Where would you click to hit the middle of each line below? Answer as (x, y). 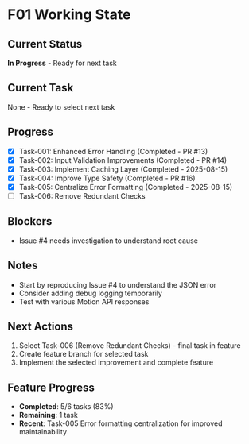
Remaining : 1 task (49, 415)
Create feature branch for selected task (84, 354)
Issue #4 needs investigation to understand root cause (108, 241)
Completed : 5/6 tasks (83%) (66, 407)
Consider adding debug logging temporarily (90, 293)
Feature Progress (51, 387)
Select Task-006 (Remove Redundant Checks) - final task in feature (130, 346)
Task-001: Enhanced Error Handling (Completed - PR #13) (113, 151)
